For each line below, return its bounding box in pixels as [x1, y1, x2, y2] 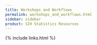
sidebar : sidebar [5, 16, 41, 21]
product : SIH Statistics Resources [5, 21, 79, 26]
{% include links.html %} [5, 35, 56, 41]
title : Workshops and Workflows [5, 7, 72, 12]
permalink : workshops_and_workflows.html [5, 12, 93, 17]
